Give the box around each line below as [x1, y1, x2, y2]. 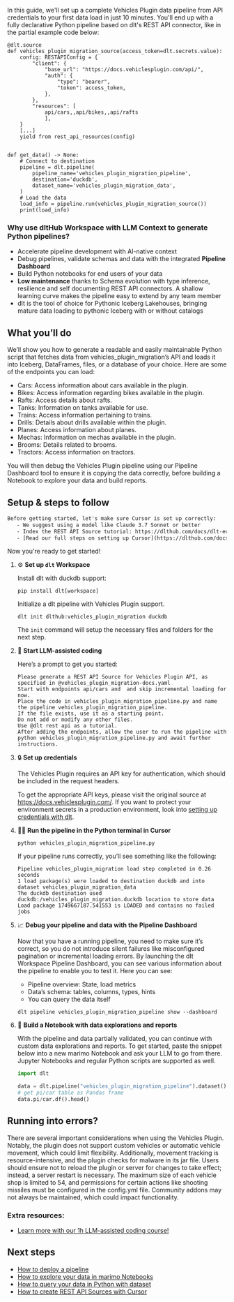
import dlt [17, 1070, 49, 1077]
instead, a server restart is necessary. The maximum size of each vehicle [7, 1171, 217, 1179]
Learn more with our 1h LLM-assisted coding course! [17, 1227, 169, 1235]
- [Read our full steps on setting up [16, 534, 130, 542]
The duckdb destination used [17, 890, 102, 897]
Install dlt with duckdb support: [17, 574, 107, 582]
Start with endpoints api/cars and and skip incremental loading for [17, 686, 227, 693]
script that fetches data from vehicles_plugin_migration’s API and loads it [7, 353, 216, 362]
